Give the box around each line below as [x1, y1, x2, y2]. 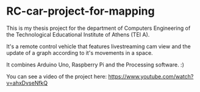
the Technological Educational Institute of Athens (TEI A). [6, 30, 150, 38]
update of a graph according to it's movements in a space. [6, 49, 154, 56]
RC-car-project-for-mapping [6, 4, 155, 18]
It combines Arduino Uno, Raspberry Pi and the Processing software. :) [6, 61, 185, 68]
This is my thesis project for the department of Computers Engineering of [6, 24, 191, 32]
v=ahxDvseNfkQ [6, 79, 48, 87]
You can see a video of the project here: [6, 73, 107, 80]
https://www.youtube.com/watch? [108, 73, 194, 80]
